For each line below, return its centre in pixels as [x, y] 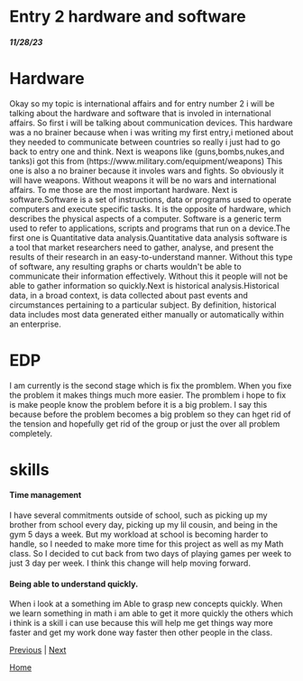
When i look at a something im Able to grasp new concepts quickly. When [146, 604]
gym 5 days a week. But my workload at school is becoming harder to [139, 535]
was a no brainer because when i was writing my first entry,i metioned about [151, 132]
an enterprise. [35, 324]
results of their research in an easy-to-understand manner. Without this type [151, 257]
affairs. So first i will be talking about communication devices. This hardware [151, 123]
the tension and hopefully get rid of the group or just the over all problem [145, 423]
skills [29, 469]
